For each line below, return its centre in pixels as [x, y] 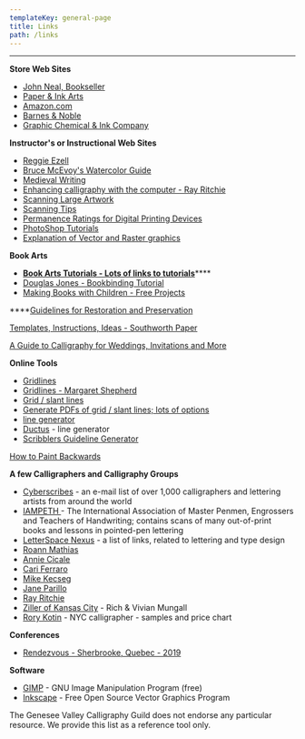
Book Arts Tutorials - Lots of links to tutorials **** [117, 273]
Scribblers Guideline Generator [80, 439]
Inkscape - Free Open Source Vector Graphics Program [126, 698]
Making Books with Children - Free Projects [104, 293]
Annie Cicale [46, 560]
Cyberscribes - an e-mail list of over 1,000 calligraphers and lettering [152, 491]
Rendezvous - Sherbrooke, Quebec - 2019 [102, 653]
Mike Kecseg [47, 579]
